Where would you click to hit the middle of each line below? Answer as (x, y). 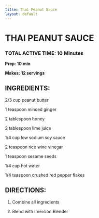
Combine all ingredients (35, 202)
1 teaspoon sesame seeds (31, 156)
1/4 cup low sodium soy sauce (35, 137)
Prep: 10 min (18, 63)
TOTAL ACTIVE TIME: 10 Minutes (44, 53)
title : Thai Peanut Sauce (31, 9)
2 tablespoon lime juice (28, 128)
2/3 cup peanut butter (27, 100)
